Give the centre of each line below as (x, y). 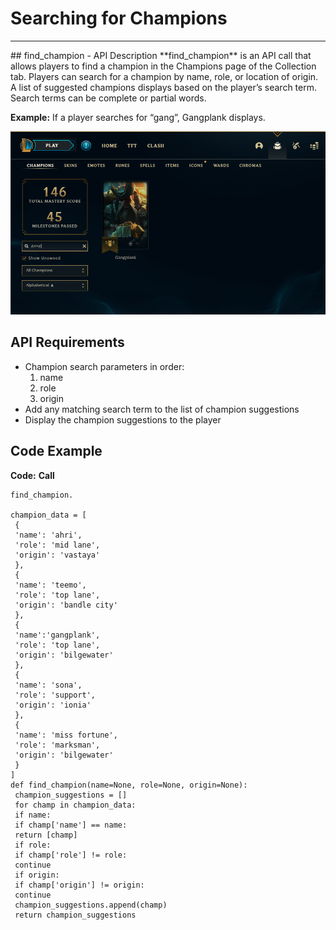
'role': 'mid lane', (57, 545)
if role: (33, 845)
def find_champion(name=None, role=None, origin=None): (129, 785)
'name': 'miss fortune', (66, 735)
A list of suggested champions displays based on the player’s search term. (163, 87)
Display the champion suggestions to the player (123, 419)
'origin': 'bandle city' (66, 605)
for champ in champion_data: (75, 805)
